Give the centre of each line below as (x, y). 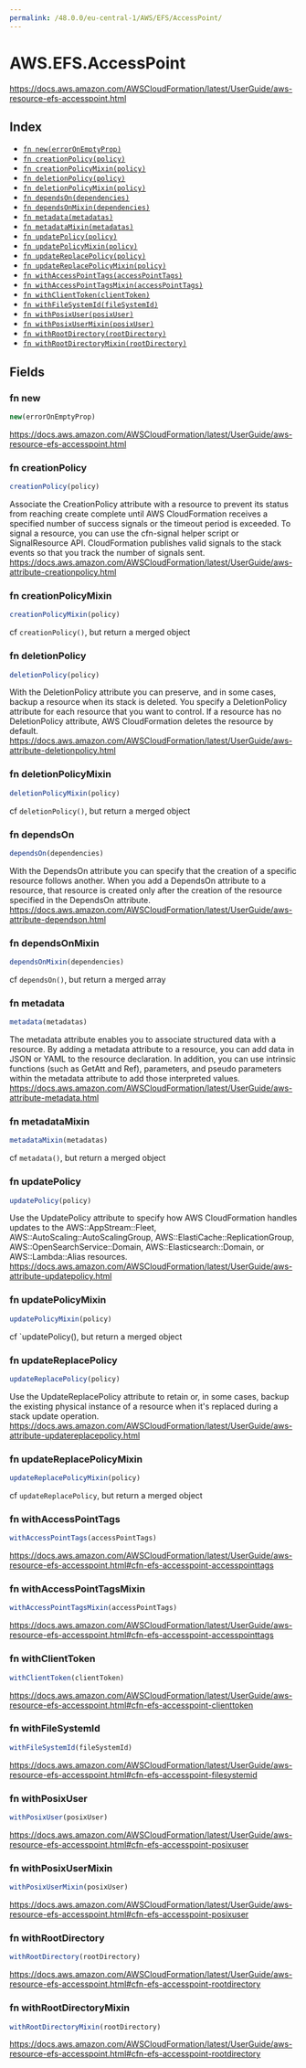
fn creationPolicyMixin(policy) (84, 169)
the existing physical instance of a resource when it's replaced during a (144, 1406)
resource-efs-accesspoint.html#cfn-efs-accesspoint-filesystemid (133, 1775)
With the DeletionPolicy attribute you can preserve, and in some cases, (143, 692)
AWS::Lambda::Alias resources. (69, 1257)
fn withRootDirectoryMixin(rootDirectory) (105, 344)
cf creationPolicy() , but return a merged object (100, 633)
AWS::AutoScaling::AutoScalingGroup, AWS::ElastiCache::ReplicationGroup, (152, 1237)
